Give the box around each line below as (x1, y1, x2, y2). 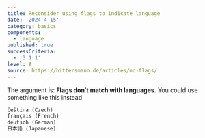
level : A (7, 61, 32, 68)
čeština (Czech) (7, 107, 53, 113)
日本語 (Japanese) (7, 126, 57, 133)
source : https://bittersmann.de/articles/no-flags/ (7, 67, 157, 74)
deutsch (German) (7, 119, 57, 126)
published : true (7, 42, 53, 49)
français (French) (7, 113, 59, 120)
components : (7, 29, 41, 36)
